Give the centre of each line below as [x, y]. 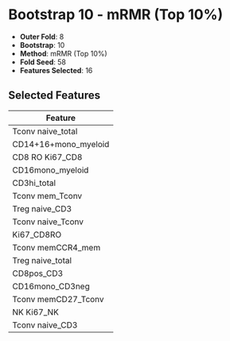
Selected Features [55, 96]
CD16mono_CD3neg [51, 286]
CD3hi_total [34, 183]
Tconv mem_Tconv [47, 196]
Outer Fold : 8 [42, 37]
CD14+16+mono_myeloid [61, 144]
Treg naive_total [42, 260]
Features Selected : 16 [56, 70]
